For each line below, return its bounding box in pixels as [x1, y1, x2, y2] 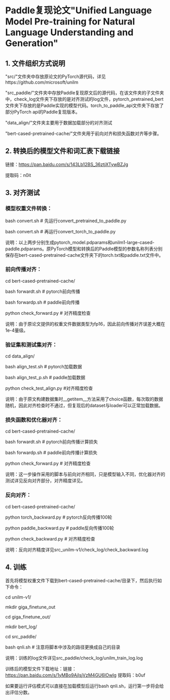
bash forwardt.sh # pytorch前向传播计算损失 [5, 439, 98, 445]
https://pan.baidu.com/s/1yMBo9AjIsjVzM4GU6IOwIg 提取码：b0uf [5, 672, 146, 678]
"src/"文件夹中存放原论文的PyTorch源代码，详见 [5, 73, 106, 79]
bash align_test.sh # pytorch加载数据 [5, 364, 82, 370]
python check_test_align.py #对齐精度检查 [5, 385, 93, 391]
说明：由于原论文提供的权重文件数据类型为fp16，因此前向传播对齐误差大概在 [5, 320, 165, 327]
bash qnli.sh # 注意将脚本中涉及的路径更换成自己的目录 [5, 644, 121, 650]
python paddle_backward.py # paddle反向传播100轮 [5, 525, 114, 531]
